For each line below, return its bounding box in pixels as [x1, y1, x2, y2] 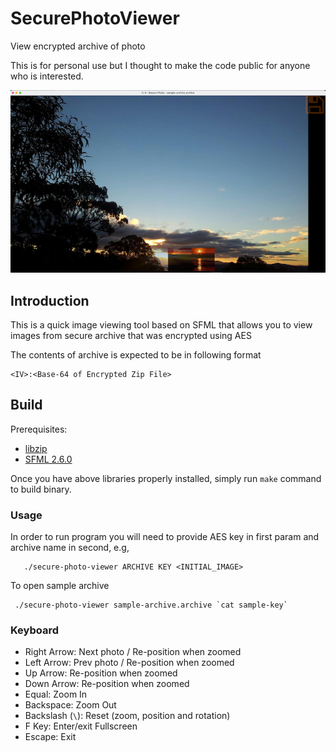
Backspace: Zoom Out [24, 699, 117, 711]
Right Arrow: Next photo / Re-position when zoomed [24, 646, 242, 658]
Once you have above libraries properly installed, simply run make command [10, 472, 322, 484]
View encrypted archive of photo [10, 40, 146, 52]
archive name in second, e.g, [10, 542, 130, 554]
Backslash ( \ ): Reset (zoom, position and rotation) [24, 710, 231, 722]
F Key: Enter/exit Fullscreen [24, 720, 138, 732]
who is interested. [10, 70, 84, 82]
